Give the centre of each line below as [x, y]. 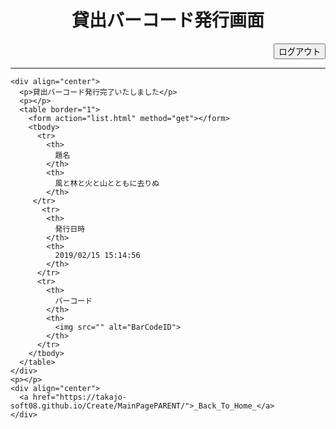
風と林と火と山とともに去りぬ [107, 183]
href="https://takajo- [80, 397]
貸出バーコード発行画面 [168, 20]
